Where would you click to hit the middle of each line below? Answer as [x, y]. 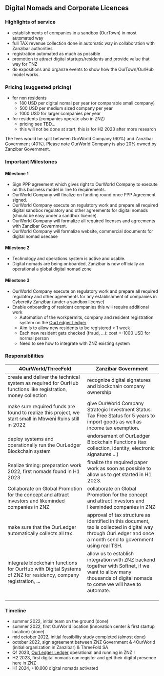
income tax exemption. [113, 428]
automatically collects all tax [40, 533]
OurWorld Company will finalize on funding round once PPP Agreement [84, 195]
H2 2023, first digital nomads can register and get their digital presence [84, 658]
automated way [28, 38]
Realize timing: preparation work [45, 465]
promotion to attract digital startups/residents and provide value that [81, 59]
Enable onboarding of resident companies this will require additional [81, 307]
